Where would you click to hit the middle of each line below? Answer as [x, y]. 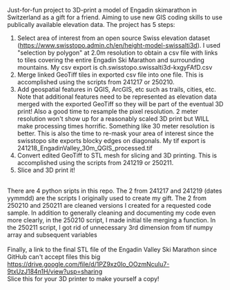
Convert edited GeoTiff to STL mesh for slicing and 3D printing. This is [117, 155]
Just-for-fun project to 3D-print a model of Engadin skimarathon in [102, 10]
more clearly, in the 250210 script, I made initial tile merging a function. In [112, 220]
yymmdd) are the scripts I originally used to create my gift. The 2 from [107, 198]
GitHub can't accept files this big [54, 257]
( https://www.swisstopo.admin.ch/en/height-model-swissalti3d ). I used [119, 45]
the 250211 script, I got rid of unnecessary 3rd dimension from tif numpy [110, 228]
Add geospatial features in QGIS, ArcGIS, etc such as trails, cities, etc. [116, 89]
